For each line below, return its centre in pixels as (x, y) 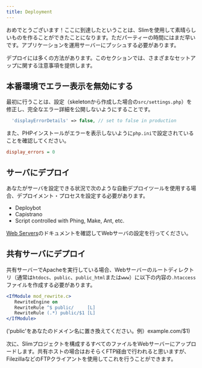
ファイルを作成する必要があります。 (51, 285)
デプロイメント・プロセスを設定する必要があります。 (83, 196)
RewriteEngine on (36, 302)
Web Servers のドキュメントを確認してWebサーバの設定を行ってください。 (99, 233)
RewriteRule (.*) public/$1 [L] (55, 313)
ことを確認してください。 (38, 141)
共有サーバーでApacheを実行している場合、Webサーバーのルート (87, 270)
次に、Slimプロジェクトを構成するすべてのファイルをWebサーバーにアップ (99, 344)
